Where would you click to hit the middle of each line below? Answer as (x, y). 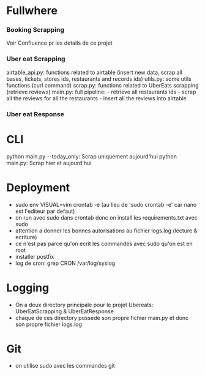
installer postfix (35, 256)
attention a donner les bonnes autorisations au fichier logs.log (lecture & (106, 231)
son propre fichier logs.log (49, 324)
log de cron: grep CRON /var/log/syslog (65, 263)
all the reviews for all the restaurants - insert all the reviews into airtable (96, 98)
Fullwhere (32, 11)
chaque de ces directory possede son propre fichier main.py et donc (102, 317)
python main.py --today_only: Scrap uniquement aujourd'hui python (92, 156)
